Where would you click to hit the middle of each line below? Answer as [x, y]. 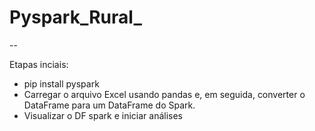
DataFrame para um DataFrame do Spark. [109, 105]
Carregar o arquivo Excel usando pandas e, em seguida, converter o [164, 94]
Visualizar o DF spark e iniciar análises [103, 115]
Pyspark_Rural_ [75, 17]
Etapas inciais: [39, 64]
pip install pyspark [61, 83]
